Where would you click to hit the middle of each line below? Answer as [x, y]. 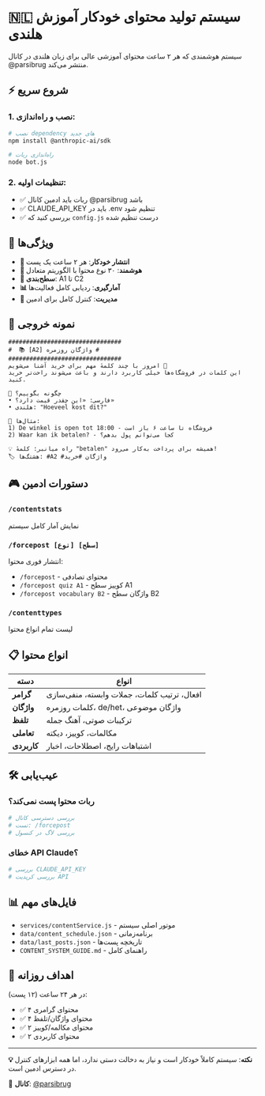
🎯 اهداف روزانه [41, 975]
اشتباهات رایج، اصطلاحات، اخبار [99, 746]
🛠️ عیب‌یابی [33, 775]
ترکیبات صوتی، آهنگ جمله [89, 720]
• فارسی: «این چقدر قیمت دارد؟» [61, 401]
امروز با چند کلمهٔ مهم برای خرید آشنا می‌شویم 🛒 [88, 366]
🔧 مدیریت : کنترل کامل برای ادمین [69, 299]
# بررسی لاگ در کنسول [41, 833]
